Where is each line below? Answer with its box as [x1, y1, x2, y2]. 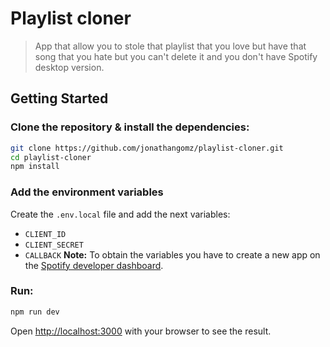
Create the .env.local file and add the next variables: [10, 208, 231, 220]
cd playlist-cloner [10, 152, 92, 162]
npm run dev [10, 307, 60, 317]
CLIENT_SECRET [24, 240, 84, 250]
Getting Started [10, 90, 109, 107]
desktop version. [34, 61, 105, 73]
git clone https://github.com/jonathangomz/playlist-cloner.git [10, 143, 284, 153]
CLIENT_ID [24, 229, 67, 239]
